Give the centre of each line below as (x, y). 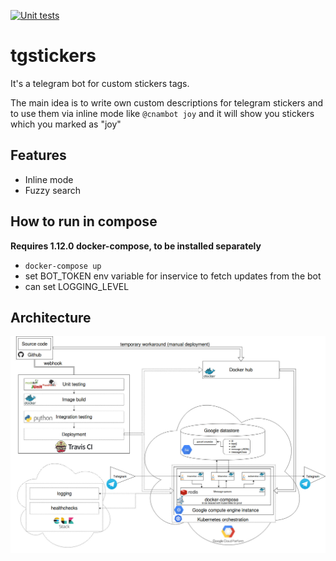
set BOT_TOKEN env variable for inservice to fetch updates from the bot (173, 276)
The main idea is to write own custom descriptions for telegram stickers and (167, 102)
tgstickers (53, 56)
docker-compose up (63, 266)
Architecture (51, 317)
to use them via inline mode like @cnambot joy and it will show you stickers (162, 113)
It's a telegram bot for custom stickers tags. (100, 83)
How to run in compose (84, 221)
